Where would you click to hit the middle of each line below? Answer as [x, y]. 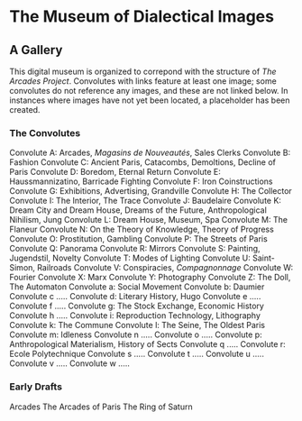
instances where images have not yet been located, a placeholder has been [150, 100]
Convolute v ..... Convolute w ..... [70, 363]
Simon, [23, 268]
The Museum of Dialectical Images [142, 17]
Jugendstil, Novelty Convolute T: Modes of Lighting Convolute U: [130, 258]
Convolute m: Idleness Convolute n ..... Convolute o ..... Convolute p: [136, 334]
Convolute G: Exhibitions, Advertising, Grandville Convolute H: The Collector [151, 191]
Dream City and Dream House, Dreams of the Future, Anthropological [138, 210]
